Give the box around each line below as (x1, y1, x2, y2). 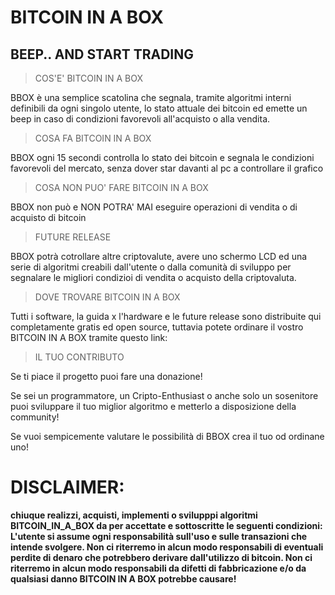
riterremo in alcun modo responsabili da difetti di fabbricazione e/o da (10, 562, 307, 574)
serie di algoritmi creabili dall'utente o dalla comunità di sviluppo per (10, 261, 292, 273)
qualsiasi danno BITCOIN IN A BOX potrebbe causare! (10, 572, 237, 585)
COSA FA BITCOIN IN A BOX (34, 132, 152, 144)
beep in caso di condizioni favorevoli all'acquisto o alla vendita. (10, 113, 271, 125)
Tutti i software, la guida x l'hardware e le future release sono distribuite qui (10, 311, 322, 322)
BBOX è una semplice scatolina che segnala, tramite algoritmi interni (10, 92, 292, 103)
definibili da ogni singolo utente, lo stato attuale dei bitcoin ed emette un (10, 102, 308, 114)
